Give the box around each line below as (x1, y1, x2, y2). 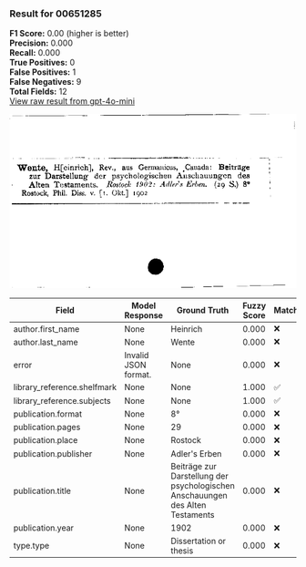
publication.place (13, 435, 78, 446)
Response (124, 309, 164, 321)
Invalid (124, 349, 149, 360)
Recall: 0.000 (9, 47, 61, 58)
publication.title (13, 485, 71, 496)
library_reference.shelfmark (13, 382, 117, 393)
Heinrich (170, 323, 203, 335)
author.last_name (13, 336, 79, 347)
